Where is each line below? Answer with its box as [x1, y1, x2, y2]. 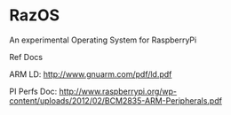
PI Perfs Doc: [9, 86, 58, 96]
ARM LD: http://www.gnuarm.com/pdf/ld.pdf [9, 68, 172, 80]
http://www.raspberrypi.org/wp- [59, 86, 178, 96]
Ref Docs [9, 51, 43, 62]
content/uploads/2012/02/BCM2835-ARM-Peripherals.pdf [9, 95, 222, 106]
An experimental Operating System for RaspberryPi [9, 34, 197, 45]
